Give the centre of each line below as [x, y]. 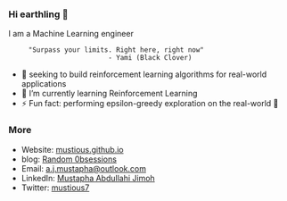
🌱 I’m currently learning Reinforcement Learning [109, 94]
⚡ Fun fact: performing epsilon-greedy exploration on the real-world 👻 [150, 104]
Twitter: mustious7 [55, 188]
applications [44, 84]
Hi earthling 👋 [38, 14]
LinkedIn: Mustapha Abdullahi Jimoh [88, 178]
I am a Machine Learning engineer [71, 34]
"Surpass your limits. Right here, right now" [116, 50]
